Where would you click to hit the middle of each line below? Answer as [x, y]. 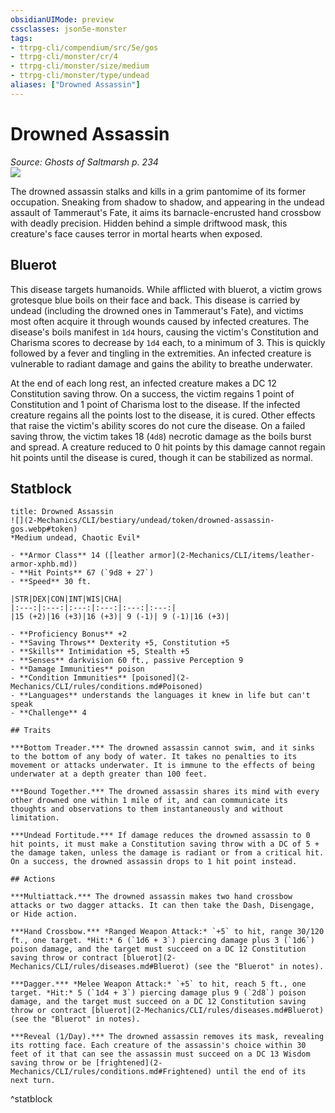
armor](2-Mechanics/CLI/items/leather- [231, 556]
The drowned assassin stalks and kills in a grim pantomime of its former [158, 191]
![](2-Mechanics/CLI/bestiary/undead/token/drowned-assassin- [142, 521]
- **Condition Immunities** [69, 678]
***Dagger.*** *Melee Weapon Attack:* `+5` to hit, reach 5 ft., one [158, 984]
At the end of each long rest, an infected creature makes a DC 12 [143, 383]
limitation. [35, 818]
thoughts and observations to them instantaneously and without [147, 809]
